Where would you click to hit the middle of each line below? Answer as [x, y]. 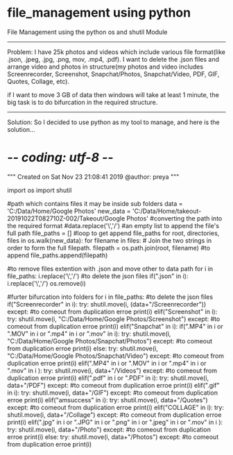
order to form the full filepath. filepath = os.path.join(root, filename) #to [109, 248]
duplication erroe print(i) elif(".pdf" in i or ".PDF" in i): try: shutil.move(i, [108, 378]
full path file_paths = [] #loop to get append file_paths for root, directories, [113, 233]
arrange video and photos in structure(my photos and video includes [105, 67]
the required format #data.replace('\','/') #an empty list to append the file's [113, 225]
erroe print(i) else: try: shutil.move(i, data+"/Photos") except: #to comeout [113, 437]
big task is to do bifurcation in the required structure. [83, 102]
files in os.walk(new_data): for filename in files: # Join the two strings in [110, 240]
